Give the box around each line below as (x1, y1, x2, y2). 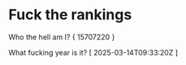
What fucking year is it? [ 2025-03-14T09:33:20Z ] (8, 47, 179, 57)
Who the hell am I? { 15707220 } (8, 32, 115, 42)
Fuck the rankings (8, 6, 132, 24)
